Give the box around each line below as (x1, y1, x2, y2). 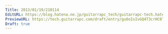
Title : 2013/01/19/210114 (5, 7, 59, 12)
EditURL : (5, 12, 23, 17)
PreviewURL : (5, 16, 30, 21)
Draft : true (5, 21, 30, 26)
